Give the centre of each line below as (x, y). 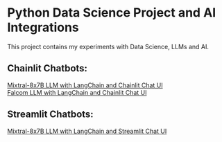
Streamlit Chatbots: (50, 115)
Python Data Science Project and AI (112, 13)
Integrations (43, 27)
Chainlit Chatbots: (48, 68)
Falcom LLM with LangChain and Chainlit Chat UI (77, 92)
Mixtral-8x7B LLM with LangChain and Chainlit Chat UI (85, 85)
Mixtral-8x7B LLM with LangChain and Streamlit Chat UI (87, 131)
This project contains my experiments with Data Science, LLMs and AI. (108, 46)
